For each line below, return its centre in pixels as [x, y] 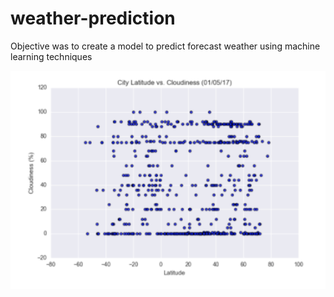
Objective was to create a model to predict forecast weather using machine [165, 46]
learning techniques [51, 56]
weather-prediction [93, 18]
